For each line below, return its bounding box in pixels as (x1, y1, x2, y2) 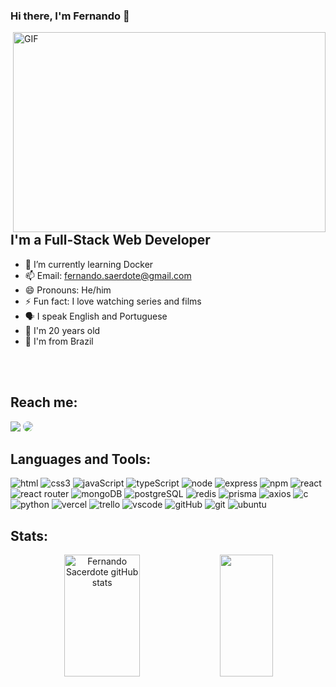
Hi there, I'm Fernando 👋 (10, 9, 130, 23)
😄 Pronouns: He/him (24, 284, 112, 296)
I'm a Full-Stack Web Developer (10, 232, 211, 249)
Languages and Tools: (10, 450, 152, 468)
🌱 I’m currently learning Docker (24, 258, 154, 270)
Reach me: (10, 394, 78, 411)
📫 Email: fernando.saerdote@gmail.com (24, 269, 192, 281)
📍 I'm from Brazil (24, 335, 94, 347)
